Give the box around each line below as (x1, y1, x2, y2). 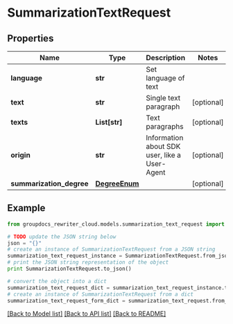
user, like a (145, 150, 182, 160)
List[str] (95, 118, 123, 127)
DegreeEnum (95, 179, 139, 188)
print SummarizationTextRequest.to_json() (7, 265, 132, 273)
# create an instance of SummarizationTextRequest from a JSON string (7, 246, 216, 253)
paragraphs (145, 122, 184, 131)
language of (145, 73, 185, 82)
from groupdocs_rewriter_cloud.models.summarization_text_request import (7, 220, 225, 228)
